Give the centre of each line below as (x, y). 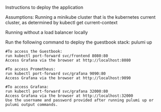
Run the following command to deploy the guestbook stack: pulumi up (79, 42)
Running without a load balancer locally (47, 32)
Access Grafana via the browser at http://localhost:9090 (68, 78)
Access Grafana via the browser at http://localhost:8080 (68, 60)
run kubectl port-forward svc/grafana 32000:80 (57, 91)
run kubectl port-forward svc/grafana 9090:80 (56, 73)
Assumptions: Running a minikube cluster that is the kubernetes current (81, 17)
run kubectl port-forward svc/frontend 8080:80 (57, 56)
